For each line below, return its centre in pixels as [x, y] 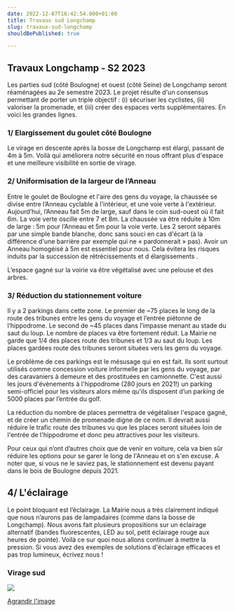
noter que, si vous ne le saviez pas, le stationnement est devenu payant [110, 463]
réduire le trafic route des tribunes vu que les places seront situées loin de [115, 427]
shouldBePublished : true [43, 33]
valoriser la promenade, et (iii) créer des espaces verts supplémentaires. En [116, 107]
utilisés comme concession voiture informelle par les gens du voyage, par [114, 368]
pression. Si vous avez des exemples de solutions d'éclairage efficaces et [114, 547]
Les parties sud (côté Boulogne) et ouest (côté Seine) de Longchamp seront [117, 85]
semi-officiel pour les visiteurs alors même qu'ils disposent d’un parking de [116, 391]
